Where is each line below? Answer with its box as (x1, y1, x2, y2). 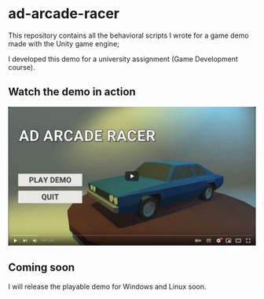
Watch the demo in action (8, 86, 136, 99)
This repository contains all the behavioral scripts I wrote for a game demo (8, 31, 249, 40)
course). (8, 62, 35, 71)
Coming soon (8, 261, 75, 275)
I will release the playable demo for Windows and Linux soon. (8, 282, 207, 291)
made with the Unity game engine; (8, 38, 120, 48)
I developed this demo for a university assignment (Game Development (8, 54, 238, 64)
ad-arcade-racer (8, 5, 120, 23)
